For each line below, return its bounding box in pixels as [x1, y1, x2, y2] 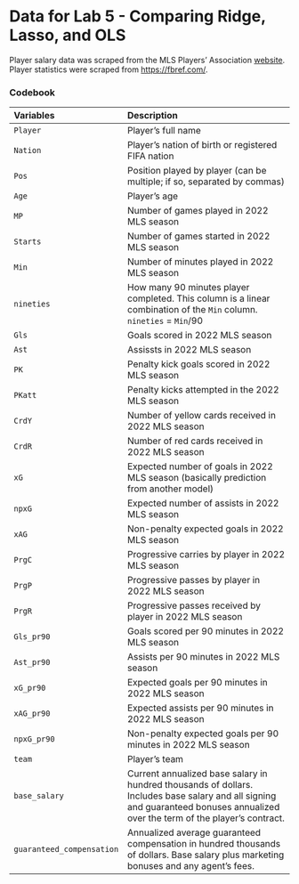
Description [127, 109, 178, 122]
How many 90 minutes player [127, 281, 250, 294]
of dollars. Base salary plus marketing [127, 848, 285, 861]
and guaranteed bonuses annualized [127, 801, 280, 814]
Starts [13, 237, 42, 247]
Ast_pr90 [13, 657, 51, 668]
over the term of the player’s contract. [127, 812, 285, 824]
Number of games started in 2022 [127, 230, 271, 242]
